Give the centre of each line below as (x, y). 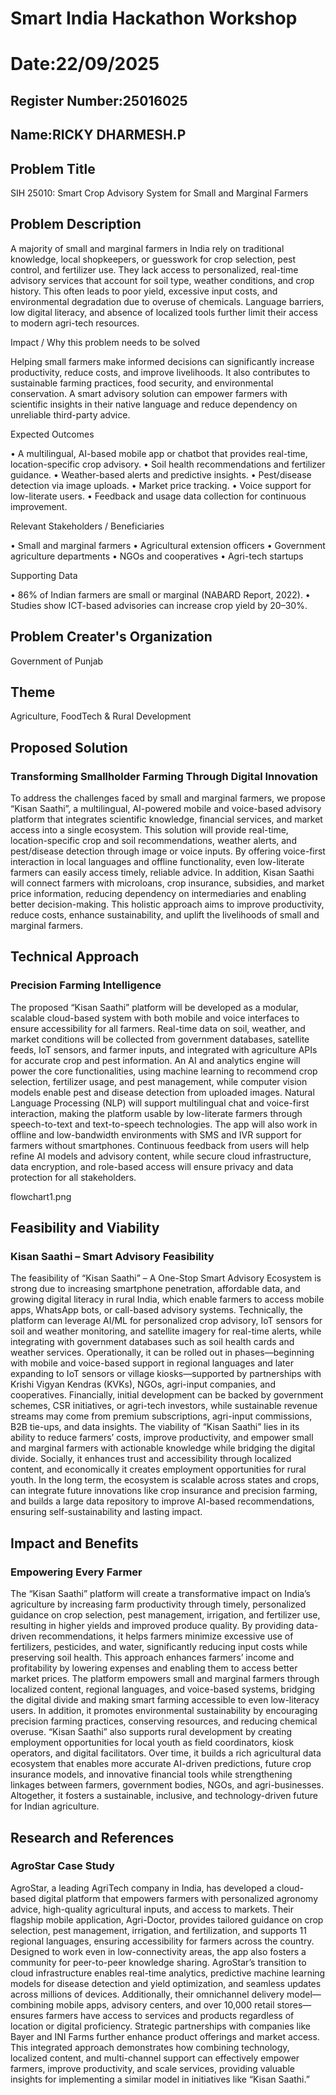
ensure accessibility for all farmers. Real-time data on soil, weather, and (158, 1028)
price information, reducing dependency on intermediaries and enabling (158, 894)
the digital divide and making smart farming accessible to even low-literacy (165, 1700)
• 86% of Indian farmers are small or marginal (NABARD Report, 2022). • (160, 594)
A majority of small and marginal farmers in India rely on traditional (147, 248)
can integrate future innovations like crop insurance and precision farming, (164, 1491)
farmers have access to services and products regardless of (170, 2015)
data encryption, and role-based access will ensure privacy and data (152, 1166)
